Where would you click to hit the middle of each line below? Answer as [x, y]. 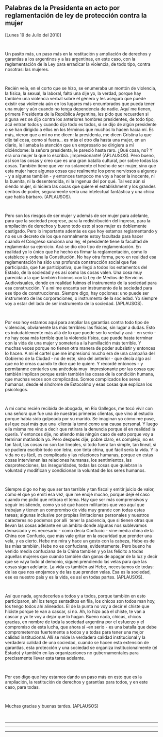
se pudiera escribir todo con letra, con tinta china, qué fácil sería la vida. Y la [81, 449]
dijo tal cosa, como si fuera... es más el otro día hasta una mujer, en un [75, 140]
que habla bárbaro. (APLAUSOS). [38, 197]
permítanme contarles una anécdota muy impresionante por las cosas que [80, 369]
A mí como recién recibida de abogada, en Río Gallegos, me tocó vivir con [79, 408]
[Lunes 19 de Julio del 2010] [33, 35]
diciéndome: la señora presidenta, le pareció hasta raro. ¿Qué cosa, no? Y [79, 150]
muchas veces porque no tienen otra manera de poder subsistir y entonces [80, 348]
